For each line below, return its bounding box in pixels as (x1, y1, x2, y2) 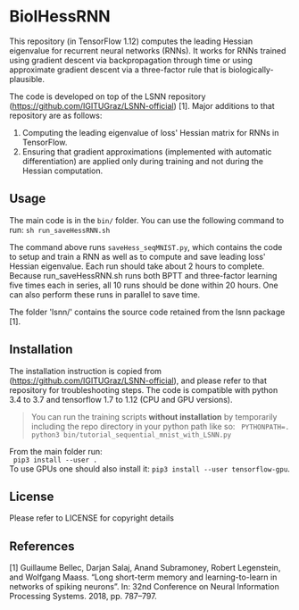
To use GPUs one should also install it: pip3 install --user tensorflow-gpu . (9, 463, 290, 474)
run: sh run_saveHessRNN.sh (9, 224, 111, 235)
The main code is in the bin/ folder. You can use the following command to (9, 214, 284, 225)
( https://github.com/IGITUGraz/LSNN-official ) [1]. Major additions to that (9, 100, 275, 111)
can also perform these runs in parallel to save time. (9, 288, 201, 300)
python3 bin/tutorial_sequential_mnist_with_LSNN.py (30, 430, 232, 439)
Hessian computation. (21, 165, 104, 176)
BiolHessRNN (9, 6, 111, 27)
